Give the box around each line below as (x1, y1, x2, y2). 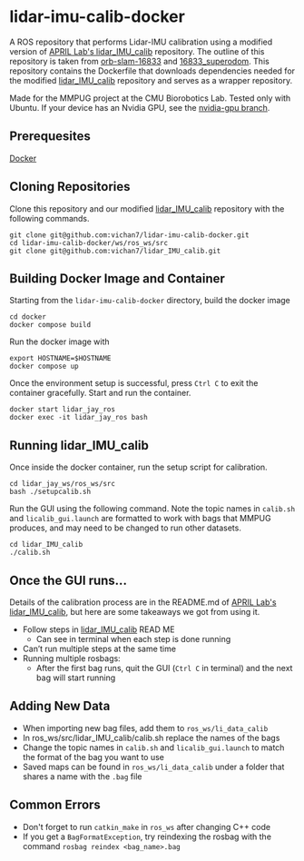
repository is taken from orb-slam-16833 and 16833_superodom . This (9, 55, 270, 66)
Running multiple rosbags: (22, 653, 121, 664)
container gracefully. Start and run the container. (9, 388, 191, 399)
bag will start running (35, 672, 116, 683)
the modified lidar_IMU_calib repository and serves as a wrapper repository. (9, 74, 293, 85)
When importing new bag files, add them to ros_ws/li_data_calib (22, 722, 269, 733)
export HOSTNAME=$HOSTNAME (9, 354, 112, 363)
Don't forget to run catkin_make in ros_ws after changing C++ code (22, 821, 270, 832)
